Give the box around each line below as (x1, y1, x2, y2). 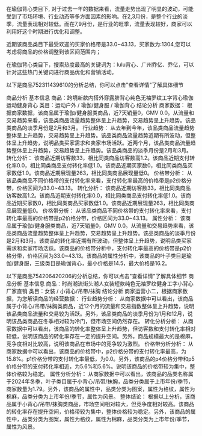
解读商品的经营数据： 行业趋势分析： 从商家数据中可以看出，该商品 (26, 295, 194, 302)
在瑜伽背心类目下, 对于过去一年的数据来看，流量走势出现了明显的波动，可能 (6, 5, 194, 12)
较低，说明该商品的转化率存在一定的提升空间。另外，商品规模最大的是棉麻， (6, 333, 196, 340)
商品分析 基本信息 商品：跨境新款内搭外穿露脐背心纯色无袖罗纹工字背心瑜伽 (6, 94, 194, 101)
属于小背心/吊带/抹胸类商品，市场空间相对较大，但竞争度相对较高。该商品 (11, 400, 195, 408)
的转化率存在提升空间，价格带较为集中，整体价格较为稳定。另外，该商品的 (6, 408, 191, 415)
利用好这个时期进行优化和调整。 (6, 28, 85, 35)
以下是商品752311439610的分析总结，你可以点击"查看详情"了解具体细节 (6, 81, 184, 89)
